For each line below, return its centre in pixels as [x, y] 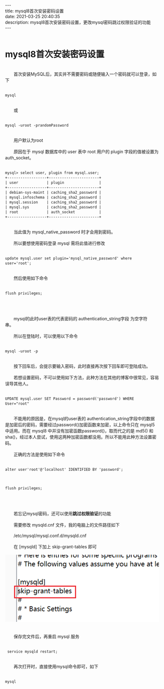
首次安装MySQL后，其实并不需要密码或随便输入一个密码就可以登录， [83, 74]
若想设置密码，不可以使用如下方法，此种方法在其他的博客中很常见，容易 [86, 377]
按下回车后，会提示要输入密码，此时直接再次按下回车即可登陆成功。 [82, 366]
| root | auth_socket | [53, 212]
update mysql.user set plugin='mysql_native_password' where [69, 258]
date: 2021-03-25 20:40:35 [32, 16]
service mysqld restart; [32, 652]
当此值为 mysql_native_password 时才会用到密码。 [65, 232]
